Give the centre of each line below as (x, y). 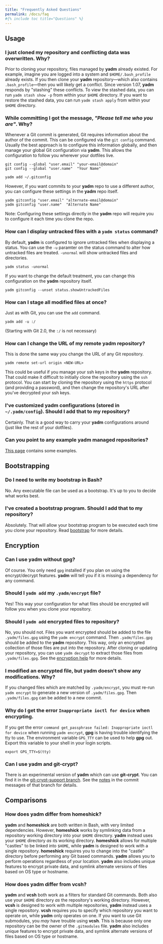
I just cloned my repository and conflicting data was (68, 52)
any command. (20, 580)
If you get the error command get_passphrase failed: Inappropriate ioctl (79, 727)
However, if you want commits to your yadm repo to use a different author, (80, 186)
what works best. (22, 495)
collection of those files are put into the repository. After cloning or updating (81, 648)
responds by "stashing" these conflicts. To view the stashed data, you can (80, 90)
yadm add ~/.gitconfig (28, 177)
